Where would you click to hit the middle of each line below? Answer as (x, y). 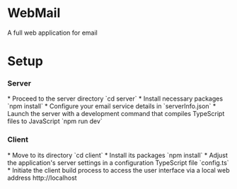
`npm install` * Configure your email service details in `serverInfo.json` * (112, 106)
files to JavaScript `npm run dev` (55, 121)
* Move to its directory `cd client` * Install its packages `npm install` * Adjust (118, 155)
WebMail (34, 13)
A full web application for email (52, 33)
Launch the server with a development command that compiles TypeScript (116, 114)
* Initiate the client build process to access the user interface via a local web (118, 170)
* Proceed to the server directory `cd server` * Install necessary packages (115, 99)
